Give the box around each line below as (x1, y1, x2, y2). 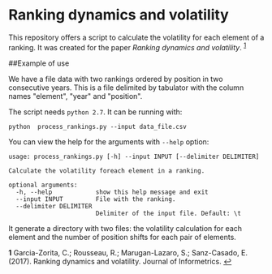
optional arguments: (8, 181, 79, 189)
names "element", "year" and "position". (8, 91, 143, 101)
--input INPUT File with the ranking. (15, 195, 176, 203)
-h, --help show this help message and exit (15, 188, 209, 196)
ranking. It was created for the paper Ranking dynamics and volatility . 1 (8, 41, 247, 52)
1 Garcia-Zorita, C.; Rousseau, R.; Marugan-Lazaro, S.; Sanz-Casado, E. (8, 247, 248, 257)
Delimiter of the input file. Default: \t (95, 209, 242, 217)
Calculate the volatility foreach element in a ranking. (8, 166, 205, 175)
